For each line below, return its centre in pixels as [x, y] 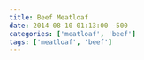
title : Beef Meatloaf [49, 17]
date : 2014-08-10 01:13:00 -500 [68, 26]
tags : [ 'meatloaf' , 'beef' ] [61, 42]
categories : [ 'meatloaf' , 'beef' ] [73, 34]
